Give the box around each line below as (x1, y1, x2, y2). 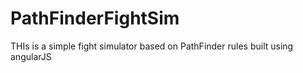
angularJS (10, 50, 52, 62)
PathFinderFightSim (10, 7, 180, 30)
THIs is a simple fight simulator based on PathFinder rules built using (10, 40, 294, 52)
